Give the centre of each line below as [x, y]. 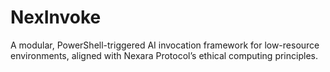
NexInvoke [56, 17]
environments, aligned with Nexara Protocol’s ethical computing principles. [164, 55]
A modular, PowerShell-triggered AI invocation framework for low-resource [165, 45]
